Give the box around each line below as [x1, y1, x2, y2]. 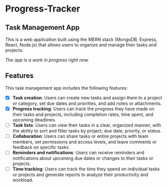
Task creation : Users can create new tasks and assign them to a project [12, 94, 162, 101]
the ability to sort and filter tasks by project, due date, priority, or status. [12, 128, 162, 134]
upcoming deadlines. [12, 116, 56, 122]
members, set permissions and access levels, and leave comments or [12, 139, 157, 145]
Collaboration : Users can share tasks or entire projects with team [12, 133, 149, 139]
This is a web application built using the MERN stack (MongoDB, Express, [5, 36, 157, 42]
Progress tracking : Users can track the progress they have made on [12, 105, 155, 111]
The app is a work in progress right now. [5, 57, 90, 63]
